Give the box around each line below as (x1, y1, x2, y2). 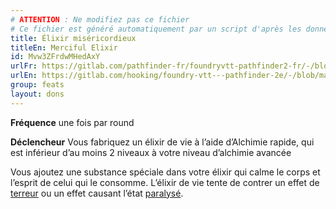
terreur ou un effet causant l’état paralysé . (10, 187, 184, 199)
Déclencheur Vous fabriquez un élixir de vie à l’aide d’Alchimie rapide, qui (10, 136, 315, 148)
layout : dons (10, 89, 65, 99)
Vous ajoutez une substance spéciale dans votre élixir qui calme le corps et (10, 166, 321, 178)
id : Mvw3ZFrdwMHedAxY (10, 52, 101, 62)
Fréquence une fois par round (10, 116, 135, 128)
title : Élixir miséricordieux (10, 33, 137, 43)
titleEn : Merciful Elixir (10, 42, 118, 53)
